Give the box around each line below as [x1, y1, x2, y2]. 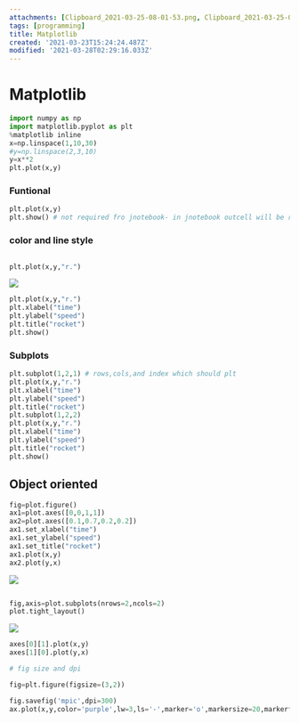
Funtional [9, 184, 51, 197]
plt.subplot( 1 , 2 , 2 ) [9, 410, 82, 419]
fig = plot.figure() [9, 500, 77, 509]
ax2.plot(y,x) [9, 558, 62, 567]
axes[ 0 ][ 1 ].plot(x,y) [9, 640, 90, 649]
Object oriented [9, 477, 98, 492]
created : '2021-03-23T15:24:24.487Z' [9, 37, 149, 47]
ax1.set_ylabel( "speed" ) [9, 533, 101, 543]
